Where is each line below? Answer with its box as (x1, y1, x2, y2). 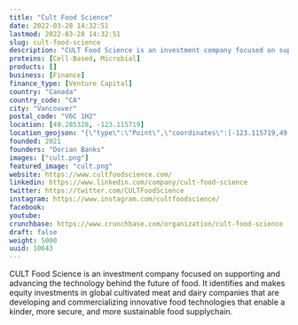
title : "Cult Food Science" (9, 12, 114, 22)
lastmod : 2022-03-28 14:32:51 (9, 29, 122, 38)
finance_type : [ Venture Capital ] (9, 79, 133, 88)
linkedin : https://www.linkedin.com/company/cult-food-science (9, 178, 248, 187)
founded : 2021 (9, 137, 62, 146)
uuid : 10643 (9, 244, 53, 253)
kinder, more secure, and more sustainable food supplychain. (9, 306, 233, 317)
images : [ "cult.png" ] (9, 153, 90, 162)
